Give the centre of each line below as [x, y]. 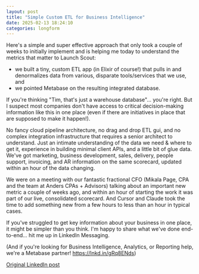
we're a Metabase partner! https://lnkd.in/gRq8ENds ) [71, 253]
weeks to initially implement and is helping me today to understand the [93, 52]
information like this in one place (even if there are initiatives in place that [96, 112]
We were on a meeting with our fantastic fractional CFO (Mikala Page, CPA [98, 179]
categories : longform [33, 28]
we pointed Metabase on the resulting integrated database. [88, 88]
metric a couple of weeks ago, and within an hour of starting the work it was [100, 192]
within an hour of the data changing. [51, 168]
